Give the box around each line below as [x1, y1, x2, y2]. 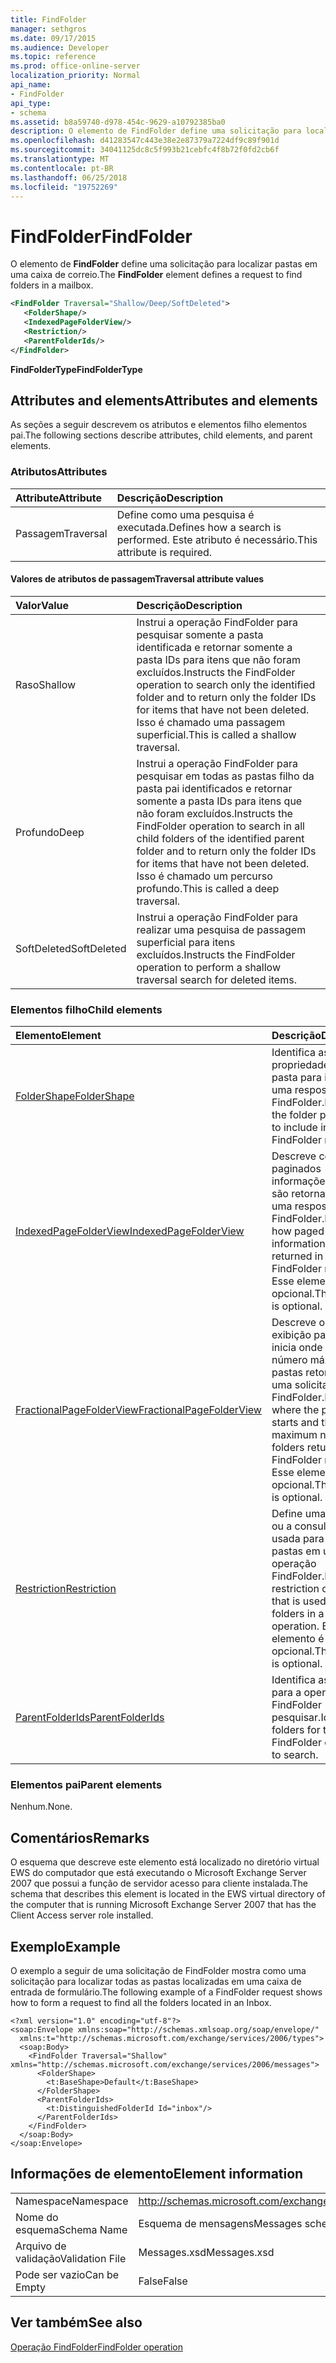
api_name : [10, 80, 52, 90]
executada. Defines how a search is [116, 520, 282, 534]
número [271, 1353, 308, 1367]
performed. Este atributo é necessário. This [116, 532, 318, 546]
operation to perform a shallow [136, 960, 281, 974]
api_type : [10, 98, 52, 108]
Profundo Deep [15, 825, 85, 839]
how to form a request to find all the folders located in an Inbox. [10, 1997, 272, 2009]
